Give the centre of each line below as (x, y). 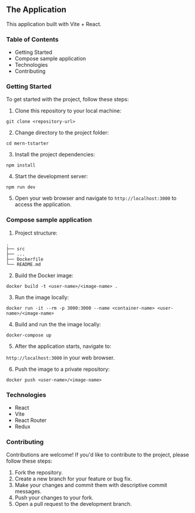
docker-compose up (29, 335)
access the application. (43, 204)
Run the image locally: (42, 297)
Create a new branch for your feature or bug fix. (73, 479)
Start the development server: (51, 177)
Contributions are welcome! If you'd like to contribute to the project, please (98, 455)
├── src (16, 249)
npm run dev (21, 187)
